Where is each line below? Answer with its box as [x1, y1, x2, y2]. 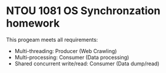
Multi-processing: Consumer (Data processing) [14, 54, 130, 61]
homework [6, 16, 60, 30]
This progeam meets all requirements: [6, 36, 98, 43]
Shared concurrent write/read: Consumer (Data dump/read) [14, 60, 160, 67]
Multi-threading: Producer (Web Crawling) [14, 47, 117, 54]
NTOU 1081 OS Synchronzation [6, 4, 161, 18]
